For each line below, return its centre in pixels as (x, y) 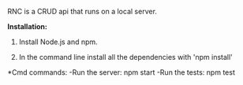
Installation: (28, 26)
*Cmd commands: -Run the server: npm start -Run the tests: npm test (121, 72)
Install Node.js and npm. (58, 42)
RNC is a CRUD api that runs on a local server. (82, 11)
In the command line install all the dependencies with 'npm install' (126, 57)
